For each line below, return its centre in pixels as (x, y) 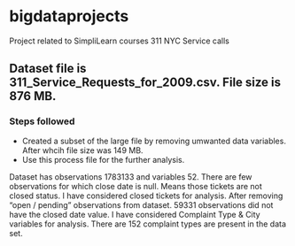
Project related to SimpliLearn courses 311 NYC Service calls (120, 41)
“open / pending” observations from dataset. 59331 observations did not (141, 204)
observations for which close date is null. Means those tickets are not (136, 186)
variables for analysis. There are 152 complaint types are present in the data (147, 224)
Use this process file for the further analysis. (103, 159)
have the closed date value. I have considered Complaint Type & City (135, 214)
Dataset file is (48, 69)
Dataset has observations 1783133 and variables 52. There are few (131, 177)
